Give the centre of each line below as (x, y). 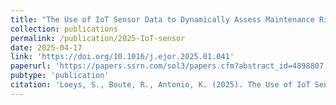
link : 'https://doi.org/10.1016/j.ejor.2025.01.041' (122, 57)
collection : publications (64, 29)
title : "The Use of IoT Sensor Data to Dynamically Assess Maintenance (162, 19)
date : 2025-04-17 (46, 47)
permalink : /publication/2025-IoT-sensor (98, 38)
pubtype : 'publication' (60, 76)
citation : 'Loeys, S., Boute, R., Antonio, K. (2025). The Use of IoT (160, 85)
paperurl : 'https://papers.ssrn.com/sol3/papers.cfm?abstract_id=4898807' (169, 66)
